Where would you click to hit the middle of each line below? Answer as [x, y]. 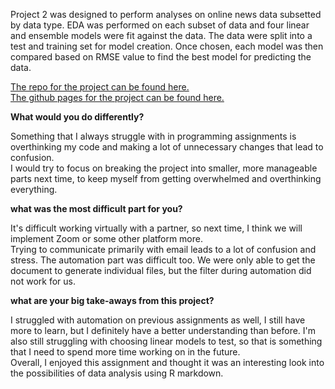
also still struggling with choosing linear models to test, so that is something [166, 341]
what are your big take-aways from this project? [112, 300]
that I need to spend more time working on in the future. [125, 352]
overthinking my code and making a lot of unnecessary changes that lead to [167, 147]
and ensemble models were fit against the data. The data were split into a [161, 35]
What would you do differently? [77, 117]
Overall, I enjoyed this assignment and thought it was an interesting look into [167, 362]
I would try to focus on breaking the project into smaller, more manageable [164, 168]
